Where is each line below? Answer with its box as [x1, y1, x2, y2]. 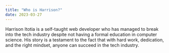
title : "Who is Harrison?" [5, 7, 63, 13]
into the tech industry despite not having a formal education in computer [5, 31, 157, 37]
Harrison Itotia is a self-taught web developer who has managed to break [5, 26, 159, 32]
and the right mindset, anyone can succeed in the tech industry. [5, 42, 139, 48]
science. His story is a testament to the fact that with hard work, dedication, [5, 36, 164, 43]
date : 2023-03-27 [5, 12, 42, 17]
